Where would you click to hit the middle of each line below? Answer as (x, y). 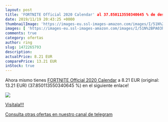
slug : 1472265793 (23, 47)
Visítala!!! (14, 105)
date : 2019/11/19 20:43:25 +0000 (40, 19)
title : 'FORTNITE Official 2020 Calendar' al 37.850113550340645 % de (80, 15)
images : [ (15, 29)
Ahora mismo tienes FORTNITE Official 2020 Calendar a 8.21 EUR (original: (82, 80)
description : (19, 52)
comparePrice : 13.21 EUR (31, 61)
